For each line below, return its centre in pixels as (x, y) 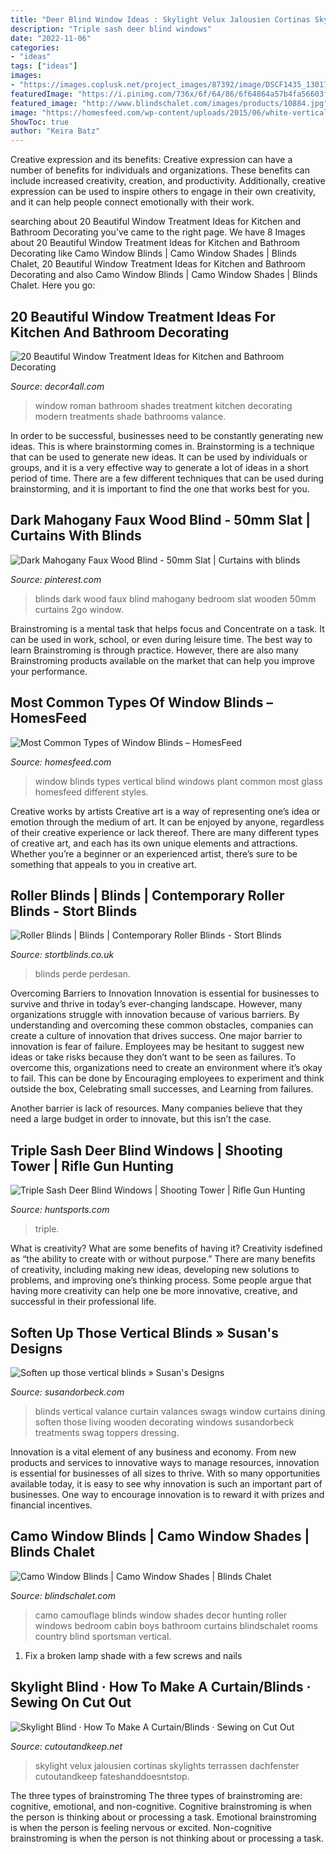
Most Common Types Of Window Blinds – (141, 702)
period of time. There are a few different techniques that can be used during (167, 478)
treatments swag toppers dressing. (107, 1432)
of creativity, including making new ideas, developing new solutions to (155, 1270)
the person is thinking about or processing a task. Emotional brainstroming (163, 1817)
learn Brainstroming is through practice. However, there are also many (154, 650)
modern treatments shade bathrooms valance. (130, 416)
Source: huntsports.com (60, 1210)
